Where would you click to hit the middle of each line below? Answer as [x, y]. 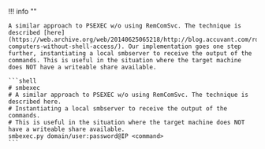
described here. [35, 102]
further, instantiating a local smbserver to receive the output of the [130, 54]
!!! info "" [22, 11]
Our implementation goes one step [185, 47]
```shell [22, 81]
